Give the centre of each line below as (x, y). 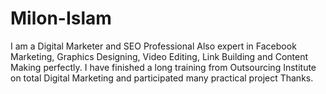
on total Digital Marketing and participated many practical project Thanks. (162, 78)
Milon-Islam (61, 18)
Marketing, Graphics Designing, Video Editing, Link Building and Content (159, 56)
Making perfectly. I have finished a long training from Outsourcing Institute (163, 67)
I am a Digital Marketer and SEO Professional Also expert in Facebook (153, 46)
